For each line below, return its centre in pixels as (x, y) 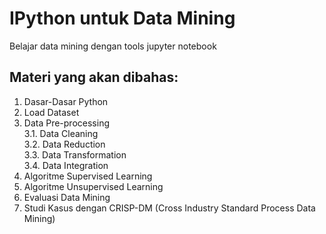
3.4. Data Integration (66, 165)
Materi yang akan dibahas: (94, 77)
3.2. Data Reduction (64, 144)
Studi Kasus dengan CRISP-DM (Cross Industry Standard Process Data (169, 208)
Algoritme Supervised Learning (88, 176)
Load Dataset (51, 112)
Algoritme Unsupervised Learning (93, 186)
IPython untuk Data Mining (122, 18)
